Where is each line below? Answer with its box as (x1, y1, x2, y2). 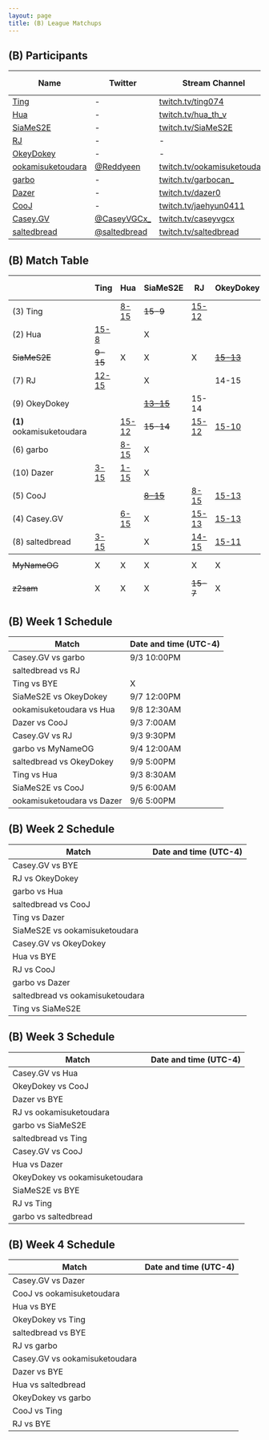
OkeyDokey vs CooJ (12, 1080, 90, 1091)
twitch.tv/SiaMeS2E (159, 122, 234, 133)
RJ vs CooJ (12, 963, 56, 974)
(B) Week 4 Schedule (8, 1237, 115, 1251)
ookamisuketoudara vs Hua (12, 704, 115, 715)
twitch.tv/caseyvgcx (159, 213, 235, 224)
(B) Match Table (8, 253, 90, 267)
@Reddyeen (94, 161, 141, 172)
